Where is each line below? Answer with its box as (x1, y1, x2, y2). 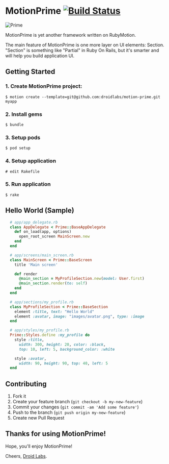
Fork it (12, 393, 26, 399)
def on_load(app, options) (14, 229, 72, 234)
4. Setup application (5, 157, 57, 164)
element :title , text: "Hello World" (14, 309, 95, 314)
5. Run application (5, 181, 51, 188)
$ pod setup (5, 145, 31, 151)
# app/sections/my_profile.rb (10, 299, 74, 305)
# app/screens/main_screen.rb (10, 253, 74, 258)
